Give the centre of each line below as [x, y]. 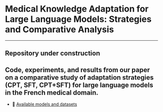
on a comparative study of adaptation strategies [79, 77]
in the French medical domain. [52, 92]
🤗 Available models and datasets [45, 104]
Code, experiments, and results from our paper [78, 70]
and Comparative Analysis [59, 30]
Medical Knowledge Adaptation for [77, 9]
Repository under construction [53, 54]
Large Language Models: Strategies [78, 19]
